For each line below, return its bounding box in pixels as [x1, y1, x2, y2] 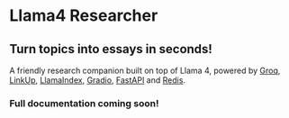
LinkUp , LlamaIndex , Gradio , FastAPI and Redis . [9, 75, 186, 86]
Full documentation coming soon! [9, 96, 159, 109]
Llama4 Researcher [9, 5, 158, 26]
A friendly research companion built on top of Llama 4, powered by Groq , [9, 65, 281, 76]
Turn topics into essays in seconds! [9, 41, 213, 57]
